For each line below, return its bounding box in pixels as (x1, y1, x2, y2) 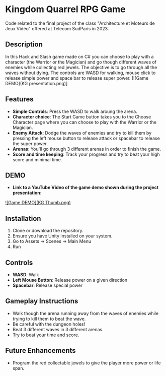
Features (5, 95, 34, 104)
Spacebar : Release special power (12, 282, 83, 288)
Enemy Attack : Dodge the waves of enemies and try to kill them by (12, 130, 152, 136)
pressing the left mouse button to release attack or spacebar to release (12, 135, 160, 141)
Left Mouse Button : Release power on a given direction (12, 277, 128, 283)
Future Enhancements (5, 346, 76, 355)
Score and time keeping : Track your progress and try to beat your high (12, 151, 160, 157)
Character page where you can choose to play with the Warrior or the (12, 119, 157, 125)
